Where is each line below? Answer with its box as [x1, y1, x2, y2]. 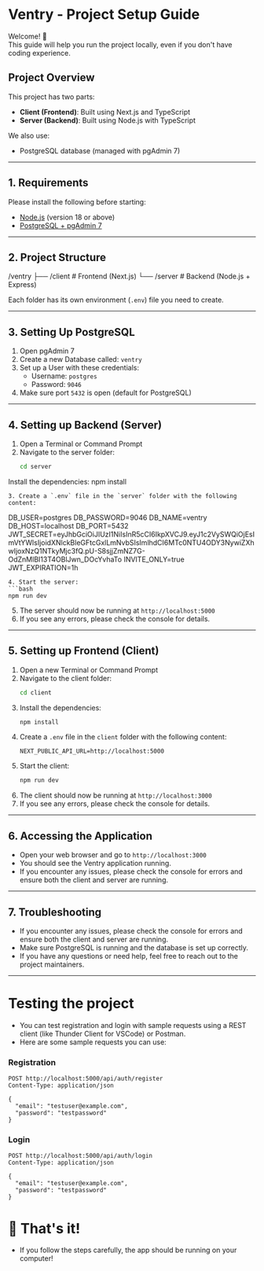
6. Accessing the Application [8, 829, 153, 842]
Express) [8, 280, 37, 289]
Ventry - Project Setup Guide [8, 6, 200, 24]
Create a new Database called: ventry [19, 355, 143, 364]
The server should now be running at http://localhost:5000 [19, 606, 215, 615]
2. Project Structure [8, 250, 107, 264]
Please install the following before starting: [8, 197, 147, 206]
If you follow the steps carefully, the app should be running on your [19, 1245, 237, 1255]
